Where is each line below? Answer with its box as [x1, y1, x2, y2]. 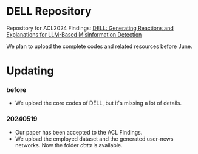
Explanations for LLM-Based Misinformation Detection [6, 30, 142, 38]
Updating [6, 64, 55, 78]
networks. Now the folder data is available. [15, 141, 123, 149]
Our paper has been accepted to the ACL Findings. [15, 128, 143, 136]
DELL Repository [6, 4, 92, 18]
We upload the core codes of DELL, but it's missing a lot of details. [15, 99, 182, 107]
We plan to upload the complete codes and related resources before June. [6, 43, 193, 50]
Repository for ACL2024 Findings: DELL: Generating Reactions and [6, 24, 174, 32]
